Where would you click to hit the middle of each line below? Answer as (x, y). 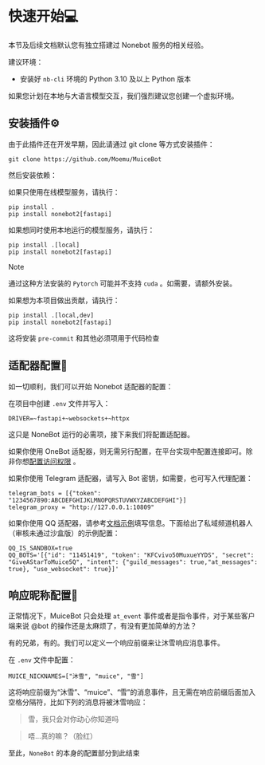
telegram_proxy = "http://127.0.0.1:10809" (82, 507)
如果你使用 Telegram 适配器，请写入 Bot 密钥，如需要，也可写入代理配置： (131, 478)
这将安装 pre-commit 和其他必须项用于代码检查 (84, 338)
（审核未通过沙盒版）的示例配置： (64, 533)
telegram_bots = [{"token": (55, 493)
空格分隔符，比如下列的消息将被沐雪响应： (78, 702)
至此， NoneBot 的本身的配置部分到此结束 (74, 753)
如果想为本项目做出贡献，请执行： (64, 300)
